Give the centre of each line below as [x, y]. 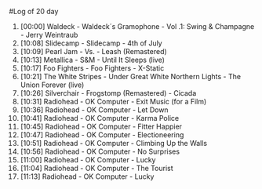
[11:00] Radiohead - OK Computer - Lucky [88, 160]
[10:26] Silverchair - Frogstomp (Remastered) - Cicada [108, 93]
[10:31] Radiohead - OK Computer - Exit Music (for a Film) [113, 102]
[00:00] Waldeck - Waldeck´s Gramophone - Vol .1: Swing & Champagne [137, 26]
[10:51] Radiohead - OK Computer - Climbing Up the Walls [113, 143]
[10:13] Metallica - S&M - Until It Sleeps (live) [93, 60]
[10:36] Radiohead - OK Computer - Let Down [94, 110]
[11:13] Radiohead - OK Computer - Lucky [87, 176]
